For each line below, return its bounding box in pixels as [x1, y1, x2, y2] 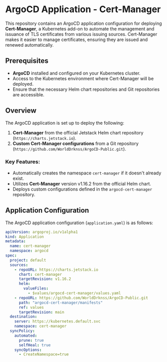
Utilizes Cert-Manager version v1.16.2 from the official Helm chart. [12, 180, 151, 187]
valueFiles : [23, 286, 49, 291]
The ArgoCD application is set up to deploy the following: [5, 120, 124, 126]
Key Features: [5, 158, 40, 165]
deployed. [12, 81, 34, 87]
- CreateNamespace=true [18, 352, 69, 357]
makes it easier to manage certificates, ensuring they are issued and [5, 37, 148, 43]
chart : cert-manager [18, 272, 62, 277]
